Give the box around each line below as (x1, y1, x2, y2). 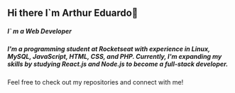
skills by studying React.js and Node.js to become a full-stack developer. (7, 60, 229, 68)
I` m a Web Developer (7, 26, 72, 35)
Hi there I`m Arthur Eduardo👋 (7, 7, 138, 19)
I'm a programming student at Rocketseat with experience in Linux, (7, 45, 211, 53)
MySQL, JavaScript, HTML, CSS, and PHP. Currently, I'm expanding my (7, 53, 222, 61)
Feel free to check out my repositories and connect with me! (7, 77, 184, 86)
